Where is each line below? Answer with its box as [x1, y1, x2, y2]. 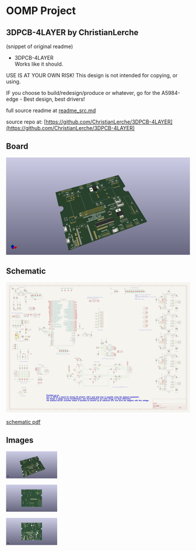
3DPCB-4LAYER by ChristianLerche [6, 28, 139, 37]
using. [6, 78, 21, 85]
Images [6, 435, 34, 446]
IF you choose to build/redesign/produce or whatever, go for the [6, 90, 160, 96]
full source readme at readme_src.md [6, 107, 96, 114]
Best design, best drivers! [23, 95, 85, 102]
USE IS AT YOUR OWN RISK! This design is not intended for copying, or [6, 72, 178, 78]
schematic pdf [6, 419, 41, 426]
